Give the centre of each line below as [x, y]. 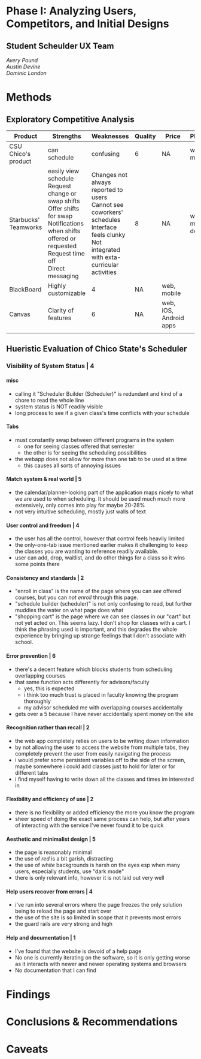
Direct [56, 268]
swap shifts [64, 201]
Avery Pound [22, 60]
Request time [66, 253]
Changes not [109, 175]
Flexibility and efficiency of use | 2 [50, 799]
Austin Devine [23, 67]
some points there [37, 564]
